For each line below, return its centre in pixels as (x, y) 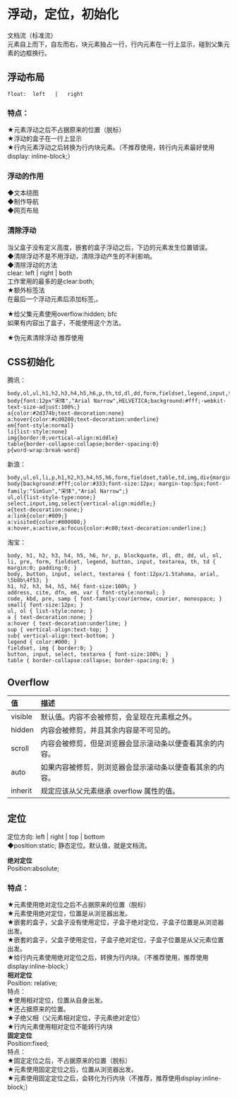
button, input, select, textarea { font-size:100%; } (88, 654)
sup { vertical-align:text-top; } (58, 630)
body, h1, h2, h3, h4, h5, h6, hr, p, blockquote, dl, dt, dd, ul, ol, (115, 556)
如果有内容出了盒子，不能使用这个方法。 (66, 322)
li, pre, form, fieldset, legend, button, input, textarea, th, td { (112, 562)
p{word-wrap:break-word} (44, 451)
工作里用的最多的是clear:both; (51, 281)
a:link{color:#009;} (38, 516)
